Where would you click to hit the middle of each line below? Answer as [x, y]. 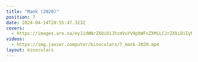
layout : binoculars [30, 50]
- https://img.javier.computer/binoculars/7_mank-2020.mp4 [85, 45]
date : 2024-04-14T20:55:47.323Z [46, 22]
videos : [16, 39]
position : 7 [21, 17]
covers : [16, 28]
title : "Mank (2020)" [33, 12]
